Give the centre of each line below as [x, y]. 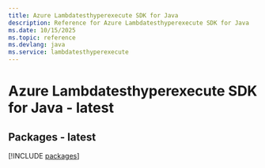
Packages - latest [52, 137]
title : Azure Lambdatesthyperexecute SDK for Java [93, 15]
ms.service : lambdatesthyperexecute [68, 52]
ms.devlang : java [37, 45]
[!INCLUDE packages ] [44, 156]
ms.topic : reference [42, 37]
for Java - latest [61, 108]
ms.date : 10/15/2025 [42, 30]
